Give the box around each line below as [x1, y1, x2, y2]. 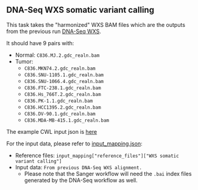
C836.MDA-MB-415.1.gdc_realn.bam [24, 117, 110, 123]
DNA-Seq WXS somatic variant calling [6, 5, 154, 15]
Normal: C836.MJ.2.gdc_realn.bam [15, 51, 100, 59]
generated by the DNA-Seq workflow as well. [24, 177, 138, 184]
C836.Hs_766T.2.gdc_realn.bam [24, 91, 102, 97]
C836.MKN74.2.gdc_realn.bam [24, 65, 96, 71]
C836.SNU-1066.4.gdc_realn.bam [24, 78, 104, 84]
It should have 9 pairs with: [6, 39, 74, 46]
